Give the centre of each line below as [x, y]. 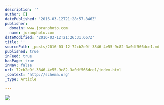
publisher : [16, 24]
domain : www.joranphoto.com [39, 28]
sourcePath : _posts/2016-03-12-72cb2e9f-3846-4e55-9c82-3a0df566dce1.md [82, 47]
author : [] [16, 14]
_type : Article [21, 79]
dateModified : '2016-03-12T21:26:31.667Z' [50, 38]
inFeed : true [19, 56]
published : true [22, 51]
